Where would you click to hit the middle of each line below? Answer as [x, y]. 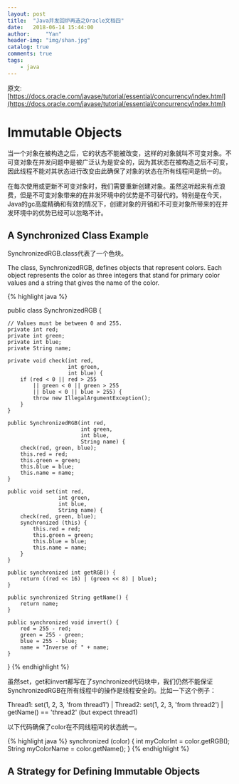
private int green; [36, 336]
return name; [39, 604]
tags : [15, 61]
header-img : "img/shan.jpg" [49, 41]
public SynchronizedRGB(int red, [57, 423]
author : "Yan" [34, 34]
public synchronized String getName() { [68, 598]
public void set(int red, [46, 492]
